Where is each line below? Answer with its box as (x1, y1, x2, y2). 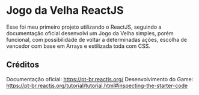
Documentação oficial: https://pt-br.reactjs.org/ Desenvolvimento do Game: (6, 75, 194, 82)
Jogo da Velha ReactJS (6, 4, 124, 17)
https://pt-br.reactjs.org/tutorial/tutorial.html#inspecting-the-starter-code (6, 82, 188, 89)
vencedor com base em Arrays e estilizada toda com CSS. (6, 42, 151, 50)
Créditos (6, 60, 40, 70)
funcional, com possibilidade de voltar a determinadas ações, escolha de (6, 36, 188, 43)
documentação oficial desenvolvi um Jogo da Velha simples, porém (6, 29, 174, 36)
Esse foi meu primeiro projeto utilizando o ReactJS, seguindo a (6, 23, 162, 30)
